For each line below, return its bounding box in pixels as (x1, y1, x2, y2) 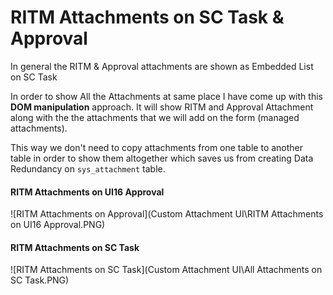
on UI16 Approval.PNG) (10, 219, 106, 231)
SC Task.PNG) (10, 274, 70, 286)
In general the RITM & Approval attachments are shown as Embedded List (10, 60, 314, 72)
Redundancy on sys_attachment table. (10, 162, 166, 175)
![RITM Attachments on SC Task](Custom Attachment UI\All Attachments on (10, 264, 323, 276)
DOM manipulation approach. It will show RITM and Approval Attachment (10, 101, 314, 113)
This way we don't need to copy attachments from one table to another (10, 141, 304, 153)
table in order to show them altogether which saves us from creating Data (10, 152, 314, 164)
